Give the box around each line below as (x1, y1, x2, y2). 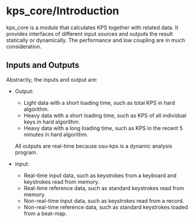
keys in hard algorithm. (23, 118, 81, 125)
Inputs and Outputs (6, 60, 79, 70)
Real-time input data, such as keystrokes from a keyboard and (23, 172, 177, 179)
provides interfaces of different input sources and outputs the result (6, 30, 173, 37)
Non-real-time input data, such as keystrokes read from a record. (23, 197, 184, 204)
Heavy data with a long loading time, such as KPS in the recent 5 (23, 124, 183, 132)
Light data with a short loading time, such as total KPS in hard (23, 99, 175, 106)
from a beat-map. (23, 210, 67, 217)
